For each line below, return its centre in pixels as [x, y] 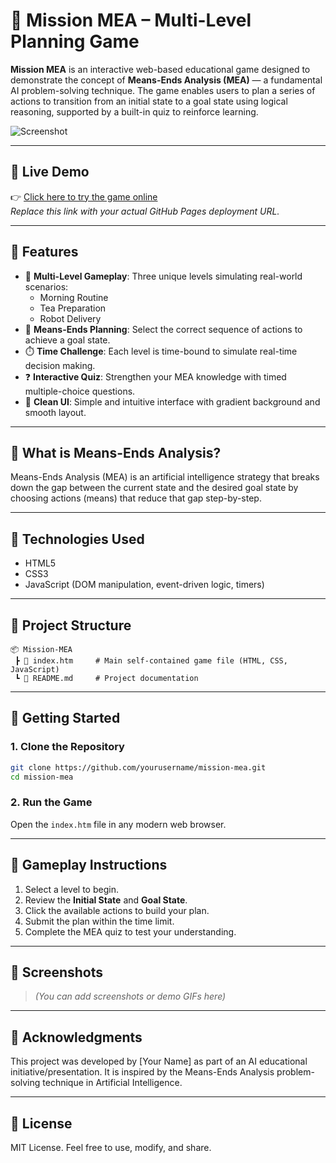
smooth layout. [55, 412]
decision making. [60, 365]
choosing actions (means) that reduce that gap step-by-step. [136, 498]
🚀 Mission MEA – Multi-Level [131, 20]
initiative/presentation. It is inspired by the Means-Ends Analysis [142, 1072]
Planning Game [75, 41]
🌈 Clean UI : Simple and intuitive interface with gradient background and [172, 401]
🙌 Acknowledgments [76, 1037]
